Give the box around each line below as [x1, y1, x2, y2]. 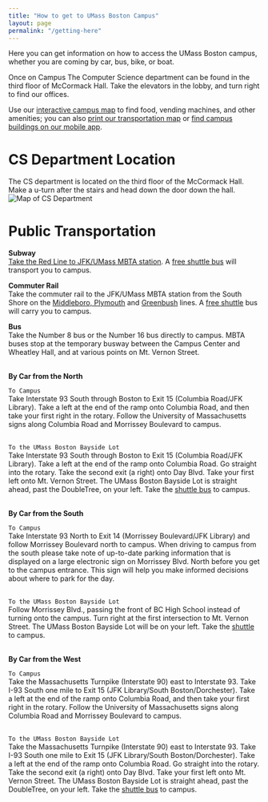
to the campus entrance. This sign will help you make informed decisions [8, 566, 250, 575]
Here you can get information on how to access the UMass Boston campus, [8, 49, 258, 58]
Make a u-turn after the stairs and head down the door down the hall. [8, 185, 236, 195]
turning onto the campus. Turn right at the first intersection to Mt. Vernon [8, 614, 250, 623]
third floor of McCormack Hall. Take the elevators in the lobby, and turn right [8, 81, 260, 91]
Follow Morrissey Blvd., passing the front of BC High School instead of [8, 605, 241, 615]
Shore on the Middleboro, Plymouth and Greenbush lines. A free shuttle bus [8, 298, 258, 308]
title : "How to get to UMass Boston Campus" [8, 11, 159, 20]
